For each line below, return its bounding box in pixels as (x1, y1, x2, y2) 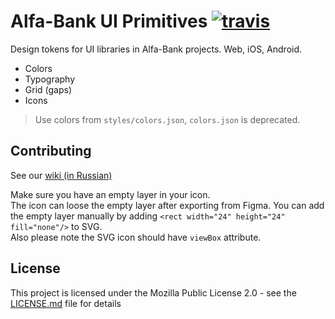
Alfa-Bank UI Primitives (10, 10, 208, 33)
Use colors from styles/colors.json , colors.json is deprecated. (34, 113, 301, 125)
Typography (24, 73, 76, 85)
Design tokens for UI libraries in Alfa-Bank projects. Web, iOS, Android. (10, 43, 303, 55)
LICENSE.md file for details (10, 297, 122, 309)
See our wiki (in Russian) (10, 169, 113, 181)
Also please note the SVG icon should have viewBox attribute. (10, 231, 262, 243)
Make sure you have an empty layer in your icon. (10, 188, 211, 200)
